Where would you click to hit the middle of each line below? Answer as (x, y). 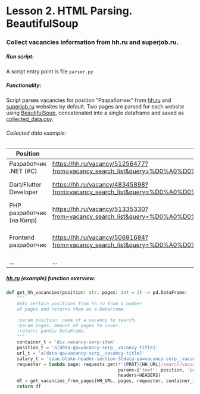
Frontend (22, 238)
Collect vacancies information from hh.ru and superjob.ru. (93, 42)
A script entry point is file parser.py (50, 72)
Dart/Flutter (25, 185)
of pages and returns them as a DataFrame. (72, 309)
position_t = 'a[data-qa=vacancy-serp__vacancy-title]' (88, 348)
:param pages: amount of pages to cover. (69, 325)
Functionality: (24, 85)
